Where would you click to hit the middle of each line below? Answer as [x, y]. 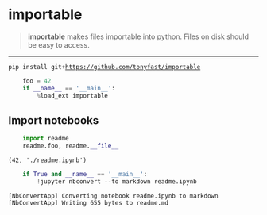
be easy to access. [58, 44]
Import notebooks [54, 120]
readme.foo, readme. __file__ [71, 146]
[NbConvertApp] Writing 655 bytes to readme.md [89, 203]
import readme [46, 139]
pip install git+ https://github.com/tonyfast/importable [104, 67]
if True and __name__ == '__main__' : [85, 175]
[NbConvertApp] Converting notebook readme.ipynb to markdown [113, 196]
